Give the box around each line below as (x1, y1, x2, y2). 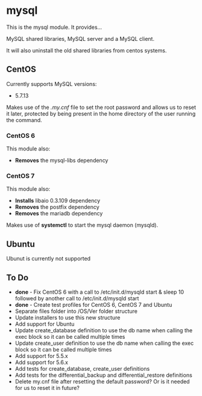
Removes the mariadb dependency (14, 210, 103, 217)
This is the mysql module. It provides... (6, 23, 103, 31)
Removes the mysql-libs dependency (14, 157, 109, 164)
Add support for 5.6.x (14, 359, 68, 366)
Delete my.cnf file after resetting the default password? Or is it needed (14, 377, 190, 385)
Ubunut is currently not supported (6, 255, 91, 262)
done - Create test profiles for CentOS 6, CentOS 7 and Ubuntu (14, 301, 172, 308)
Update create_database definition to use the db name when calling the (14, 326, 193, 334)
